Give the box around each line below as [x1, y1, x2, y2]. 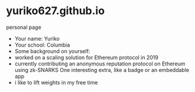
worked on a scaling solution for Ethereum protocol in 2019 [14, 54, 158, 61]
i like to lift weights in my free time [14, 78, 98, 86]
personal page [6, 24, 41, 31]
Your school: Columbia [14, 41, 70, 48]
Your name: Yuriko [14, 35, 60, 42]
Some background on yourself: [14, 47, 90, 54]
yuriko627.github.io [6, 4, 105, 18]
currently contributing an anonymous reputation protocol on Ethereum [14, 60, 186, 67]
